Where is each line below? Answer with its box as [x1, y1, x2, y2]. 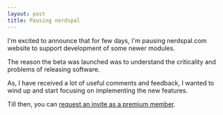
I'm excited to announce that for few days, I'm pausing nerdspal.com [7, 36, 207, 44]
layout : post [7, 10, 46, 18]
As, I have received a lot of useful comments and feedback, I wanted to [7, 78, 215, 87]
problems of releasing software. [7, 65, 100, 73]
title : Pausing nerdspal [7, 17, 80, 24]
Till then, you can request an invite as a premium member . [7, 99, 176, 108]
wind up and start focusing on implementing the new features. [7, 86, 188, 95]
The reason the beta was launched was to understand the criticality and [7, 57, 217, 66]
